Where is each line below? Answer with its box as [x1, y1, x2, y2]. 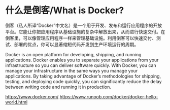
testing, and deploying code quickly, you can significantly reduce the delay [5, 78, 162, 84]
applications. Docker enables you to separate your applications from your [5, 57, 159, 63]
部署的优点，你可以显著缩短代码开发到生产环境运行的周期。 [14, 41, 139, 47]
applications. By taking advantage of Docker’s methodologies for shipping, [5, 73, 161, 79]
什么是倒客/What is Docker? [5, 5, 124, 16]
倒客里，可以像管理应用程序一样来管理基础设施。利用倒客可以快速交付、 [5, 35, 156, 41]
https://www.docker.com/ [5, 93, 59, 99]
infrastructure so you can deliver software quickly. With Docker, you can [5, 62, 156, 68]
